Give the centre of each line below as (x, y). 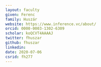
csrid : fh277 (19, 57)
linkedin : (16, 47)
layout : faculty (22, 10)
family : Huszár (21, 19)
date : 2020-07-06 (24, 52)
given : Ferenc (20, 15)
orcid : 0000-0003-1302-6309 (35, 29)
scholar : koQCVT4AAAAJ (29, 33)
